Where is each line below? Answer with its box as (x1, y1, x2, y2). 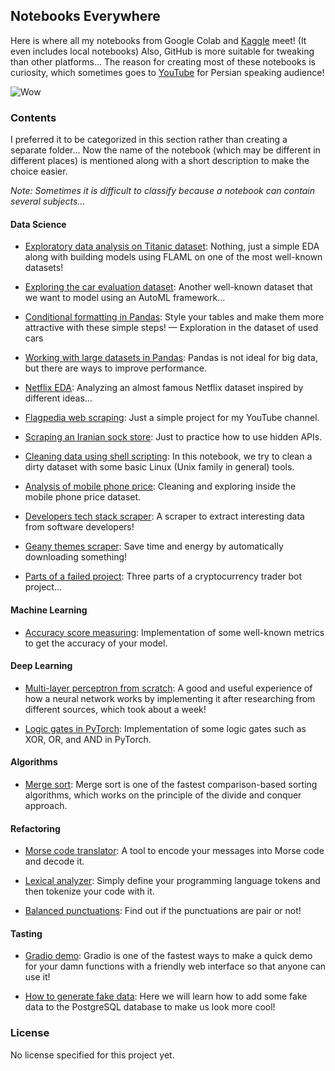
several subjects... (10, 195, 86, 208)
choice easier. (10, 165, 68, 178)
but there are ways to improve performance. (24, 362, 207, 374)
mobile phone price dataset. (24, 491, 142, 503)
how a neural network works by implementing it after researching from (24, 692, 316, 704)
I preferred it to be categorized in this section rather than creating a (10, 134, 288, 146)
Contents (10, 110, 57, 124)
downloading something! (24, 551, 128, 563)
